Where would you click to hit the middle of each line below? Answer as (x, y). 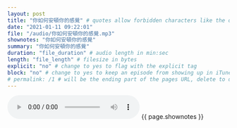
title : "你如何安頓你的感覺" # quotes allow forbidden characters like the (116, 20)
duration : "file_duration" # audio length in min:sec (88, 53)
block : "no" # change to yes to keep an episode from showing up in (110, 72)
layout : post (26, 14)
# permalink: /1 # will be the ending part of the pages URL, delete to (116, 79)
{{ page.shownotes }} (172, 117)
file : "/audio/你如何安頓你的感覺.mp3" (61, 33)
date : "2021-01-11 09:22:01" (50, 27)
